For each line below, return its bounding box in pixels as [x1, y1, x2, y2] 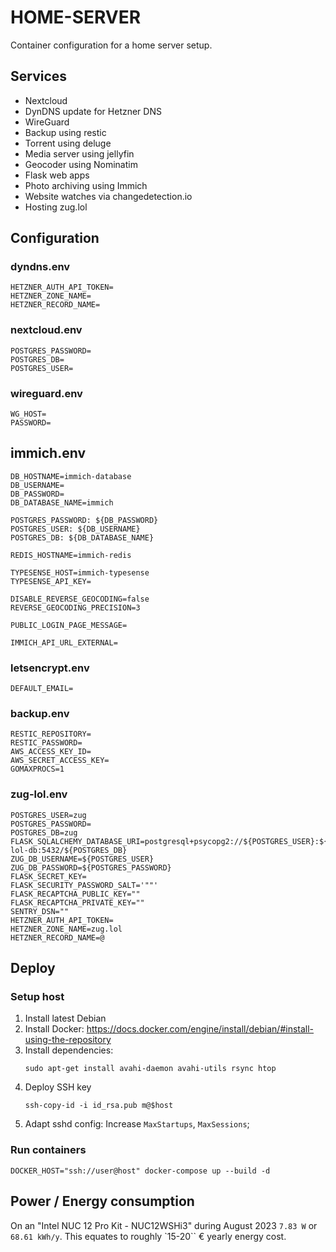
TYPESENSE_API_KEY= [10, 576, 92, 586]
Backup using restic [24, 126, 107, 138]
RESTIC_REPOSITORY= [10, 729, 92, 740]
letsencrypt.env [10, 661, 90, 675]
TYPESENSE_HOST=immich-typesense [10, 567, 150, 578]
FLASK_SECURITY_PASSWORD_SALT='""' [10, 880, 159, 890]
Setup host [10, 990, 65, 1004]
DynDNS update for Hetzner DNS [24, 105, 162, 117]
